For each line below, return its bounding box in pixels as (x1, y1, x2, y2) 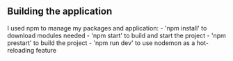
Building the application (7, 6, 113, 17)
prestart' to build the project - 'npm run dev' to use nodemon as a (7, 38, 195, 47)
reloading (7, 46, 35, 54)
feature (35, 46, 57, 54)
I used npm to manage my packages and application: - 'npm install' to (7, 24, 207, 32)
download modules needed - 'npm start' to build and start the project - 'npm (7, 31, 226, 40)
